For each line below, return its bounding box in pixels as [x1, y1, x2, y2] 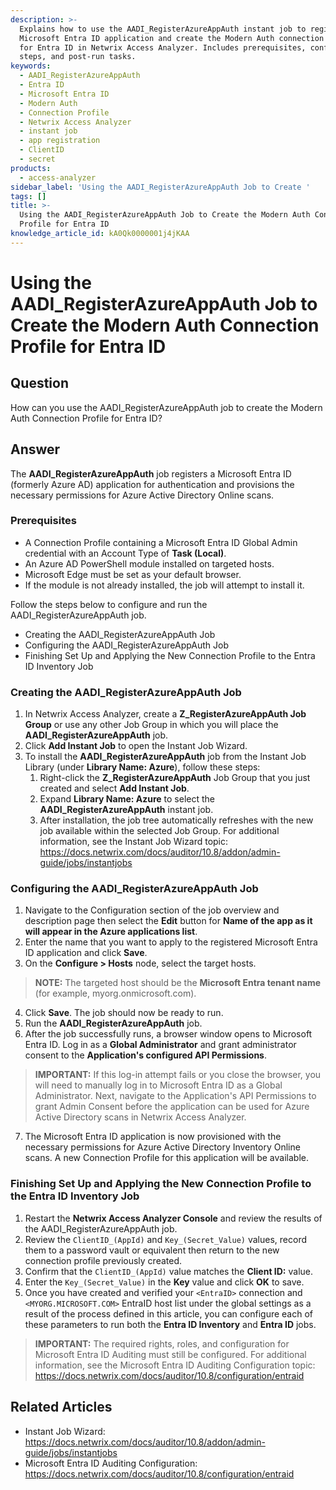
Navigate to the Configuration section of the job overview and [24, 904, 280, 916]
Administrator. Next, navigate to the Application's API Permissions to [34, 1090, 317, 1102]
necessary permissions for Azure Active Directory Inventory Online [24, 1141, 301, 1153]
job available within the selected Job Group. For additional [39, 825, 280, 837]
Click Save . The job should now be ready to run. [24, 1007, 224, 1019]
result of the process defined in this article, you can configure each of [24, 1307, 313, 1320]
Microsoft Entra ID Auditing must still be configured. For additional [34, 1348, 307, 1360]
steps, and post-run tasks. [19, 52, 137, 62]
